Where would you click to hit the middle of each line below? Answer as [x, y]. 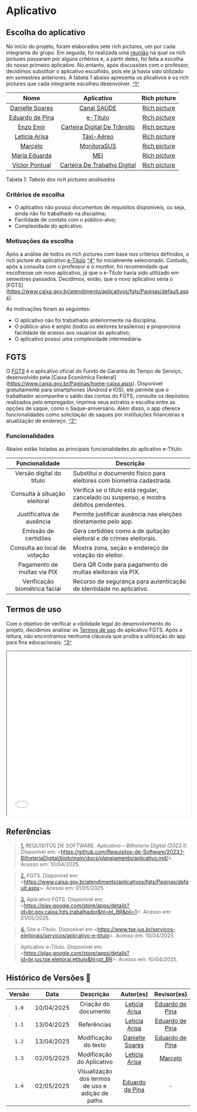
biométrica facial [38, 588]
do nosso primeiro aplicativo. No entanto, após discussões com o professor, [98, 65]
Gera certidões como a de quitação [121, 531]
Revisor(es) [171, 994]
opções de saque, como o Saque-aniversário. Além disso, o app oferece [93, 408]
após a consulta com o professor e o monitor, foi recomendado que [87, 266]
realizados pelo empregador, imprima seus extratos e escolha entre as [91, 402]
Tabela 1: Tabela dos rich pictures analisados [61, 179]
